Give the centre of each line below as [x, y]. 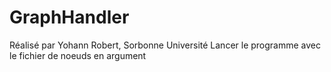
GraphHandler [69, 17]
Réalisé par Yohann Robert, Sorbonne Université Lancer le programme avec [165, 45]
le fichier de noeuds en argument [78, 55]
